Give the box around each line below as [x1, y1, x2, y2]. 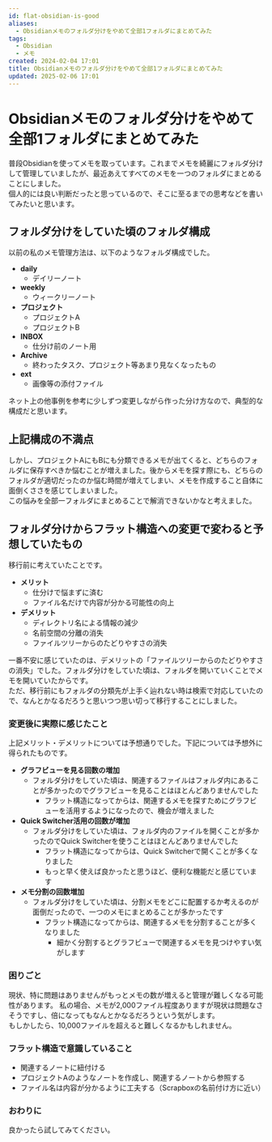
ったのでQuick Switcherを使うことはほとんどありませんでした [32, 836, 239, 846]
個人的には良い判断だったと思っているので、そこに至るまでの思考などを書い [8, 188, 263, 199]
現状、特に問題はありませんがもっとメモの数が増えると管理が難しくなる [8, 990, 249, 999]
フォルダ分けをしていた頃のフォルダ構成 [8, 225, 210, 238]
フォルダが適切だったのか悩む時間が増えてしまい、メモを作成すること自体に [8, 476, 264, 485]
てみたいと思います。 [8, 199, 79, 208]
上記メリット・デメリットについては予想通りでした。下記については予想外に [8, 738, 263, 748]
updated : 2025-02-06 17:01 [8, 72, 100, 80]
